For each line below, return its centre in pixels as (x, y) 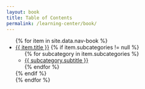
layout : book (23, 12)
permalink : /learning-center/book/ (52, 23)
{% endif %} (31, 74)
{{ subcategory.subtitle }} (56, 60)
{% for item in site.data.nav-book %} (61, 41)
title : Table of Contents (39, 18)
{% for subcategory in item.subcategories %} (82, 54)
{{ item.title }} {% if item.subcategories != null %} (77, 47)
